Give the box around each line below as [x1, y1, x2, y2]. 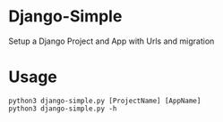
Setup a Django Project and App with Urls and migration [8, 36, 215, 46]
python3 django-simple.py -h [8, 104, 117, 113]
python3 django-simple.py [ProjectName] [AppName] [8, 96, 202, 105]
